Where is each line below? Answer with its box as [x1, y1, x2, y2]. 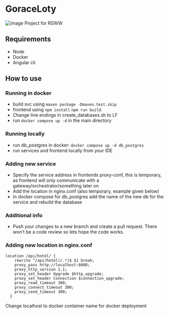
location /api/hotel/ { [5, 253, 56, 259]
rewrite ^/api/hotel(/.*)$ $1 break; [14, 258, 95, 263]
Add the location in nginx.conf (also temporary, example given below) [12, 188, 159, 195]
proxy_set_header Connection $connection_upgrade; [14, 276, 125, 281]
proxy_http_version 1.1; [14, 267, 67, 272]
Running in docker [5, 90, 52, 97]
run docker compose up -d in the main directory [12, 117, 112, 123]
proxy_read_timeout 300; [14, 280, 67, 285]
